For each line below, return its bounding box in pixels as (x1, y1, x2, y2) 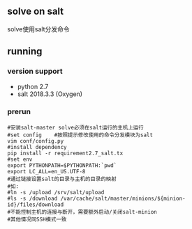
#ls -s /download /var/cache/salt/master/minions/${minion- (7, 195, 186, 202)
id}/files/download (7, 201, 64, 208)
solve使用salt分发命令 (7, 24, 70, 33)
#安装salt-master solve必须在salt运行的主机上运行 (7, 124, 145, 131)
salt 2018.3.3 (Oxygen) (17, 90, 82, 98)
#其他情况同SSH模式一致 (7, 216, 67, 223)
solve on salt (7, 6, 64, 17)
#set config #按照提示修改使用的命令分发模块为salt (7, 132, 154, 139)
